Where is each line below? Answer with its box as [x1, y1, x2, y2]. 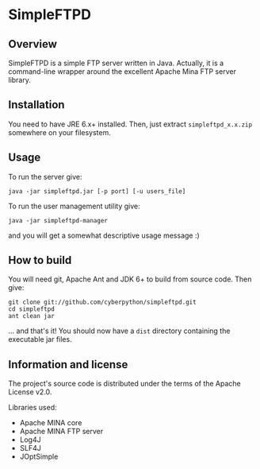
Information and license [8, 358, 128, 371]
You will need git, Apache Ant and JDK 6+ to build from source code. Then [8, 274, 252, 284]
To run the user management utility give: [8, 201, 140, 211]
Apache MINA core [19, 418, 82, 428]
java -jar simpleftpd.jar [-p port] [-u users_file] [8, 187, 186, 196]
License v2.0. [8, 387, 52, 397]
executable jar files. [8, 335, 73, 344]
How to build [8, 254, 72, 267]
